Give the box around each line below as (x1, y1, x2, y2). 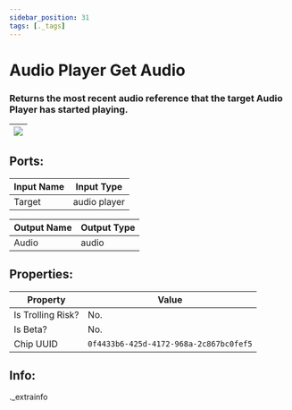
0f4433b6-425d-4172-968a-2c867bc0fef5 (88, 338, 253, 349)
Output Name (13, 221, 72, 234)
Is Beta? (13, 323, 47, 336)
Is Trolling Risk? (13, 308, 79, 320)
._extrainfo (9, 391, 48, 403)
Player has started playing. (9, 103, 129, 115)
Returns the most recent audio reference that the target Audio (9, 91, 283, 104)
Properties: (9, 267, 73, 282)
